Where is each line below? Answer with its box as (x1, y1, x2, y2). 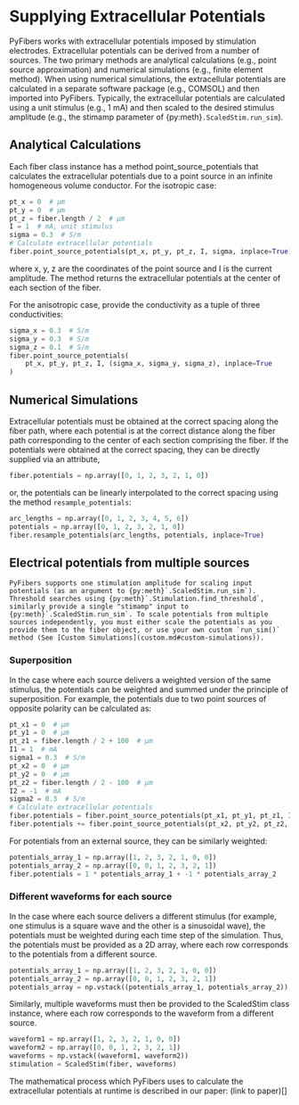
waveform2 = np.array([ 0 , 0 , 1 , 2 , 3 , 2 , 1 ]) (9, 1043, 182, 1052)
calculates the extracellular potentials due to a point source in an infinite (9, 170, 273, 181)
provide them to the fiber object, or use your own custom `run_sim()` (9, 626, 280, 635)
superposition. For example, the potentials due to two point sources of (9, 693, 267, 704)
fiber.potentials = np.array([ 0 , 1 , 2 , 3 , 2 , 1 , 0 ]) (9, 471, 209, 480)
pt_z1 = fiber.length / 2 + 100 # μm (9, 737, 153, 746)
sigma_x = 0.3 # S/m (9, 326, 90, 335)
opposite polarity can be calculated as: (9, 703, 152, 713)
